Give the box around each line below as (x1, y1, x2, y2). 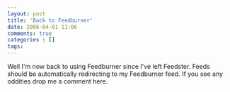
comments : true (7, 29, 52, 37)
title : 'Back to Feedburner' (7, 17, 93, 24)
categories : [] (7, 37, 55, 44)
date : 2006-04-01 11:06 (7, 23, 78, 30)
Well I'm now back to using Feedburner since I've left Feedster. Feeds (7, 63, 210, 70)
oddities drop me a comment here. (7, 77, 108, 85)
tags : (7, 43, 23, 50)
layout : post (7, 10, 46, 18)
